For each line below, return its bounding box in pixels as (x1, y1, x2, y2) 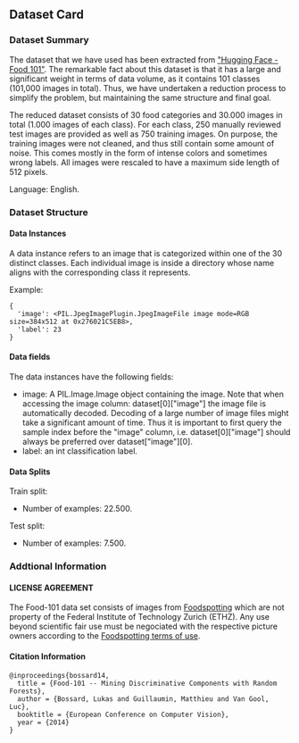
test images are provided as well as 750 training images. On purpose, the (9, 129, 278, 139)
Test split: (9, 521, 46, 531)
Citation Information (9, 651, 87, 662)
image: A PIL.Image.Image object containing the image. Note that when (21, 388, 284, 400)
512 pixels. (9, 166, 48, 177)
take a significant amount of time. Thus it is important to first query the (21, 417, 283, 428)
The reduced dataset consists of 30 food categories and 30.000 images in (9, 109, 283, 120)
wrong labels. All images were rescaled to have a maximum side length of (9, 156, 279, 168)
